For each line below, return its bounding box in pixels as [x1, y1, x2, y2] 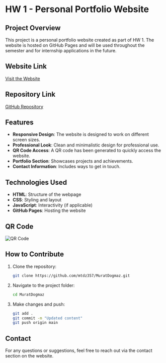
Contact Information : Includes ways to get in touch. [12, 164, 121, 170]
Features [5, 118, 34, 127]
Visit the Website [5, 76, 40, 82]
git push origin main [12, 320, 58, 325]
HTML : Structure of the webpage [12, 191, 81, 197]
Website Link [5, 62, 47, 71]
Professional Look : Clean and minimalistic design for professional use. [12, 142, 159, 148]
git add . [12, 311, 34, 316]
